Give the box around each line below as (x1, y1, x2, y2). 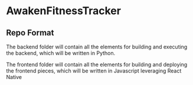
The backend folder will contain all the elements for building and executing (6, 43, 188, 50)
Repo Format (6, 28, 54, 38)
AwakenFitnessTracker (6, 4, 121, 18)
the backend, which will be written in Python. (6, 50, 116, 57)
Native (6, 74, 22, 80)
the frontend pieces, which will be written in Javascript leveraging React (6, 67, 182, 74)
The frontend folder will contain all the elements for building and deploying (6, 61, 188, 68)
